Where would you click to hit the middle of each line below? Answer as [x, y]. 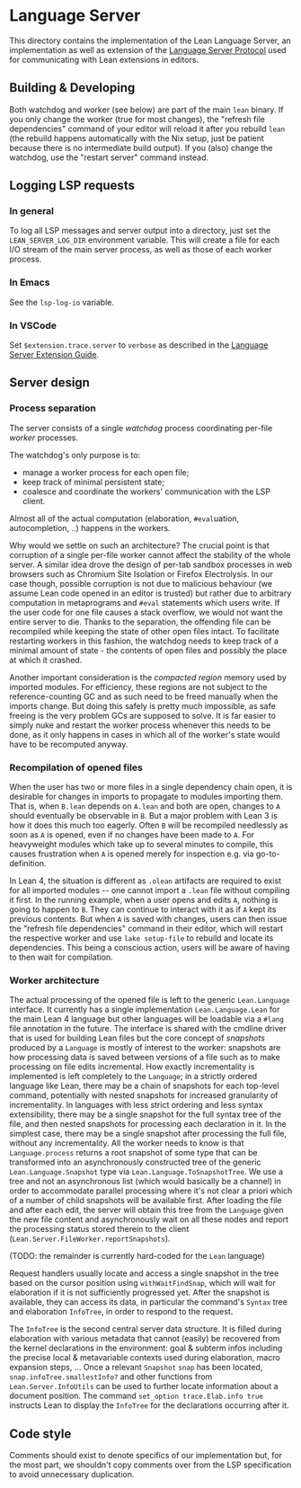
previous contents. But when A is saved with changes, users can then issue [148, 919]
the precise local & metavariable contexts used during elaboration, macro [145, 1358]
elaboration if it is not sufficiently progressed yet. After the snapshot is [140, 1293]
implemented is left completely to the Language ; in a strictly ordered [133, 1076]
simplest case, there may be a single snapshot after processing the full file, [148, 1134]
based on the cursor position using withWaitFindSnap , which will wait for [143, 1283]
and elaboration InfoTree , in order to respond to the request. [121, 1312]
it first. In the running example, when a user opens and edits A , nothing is [144, 900]
